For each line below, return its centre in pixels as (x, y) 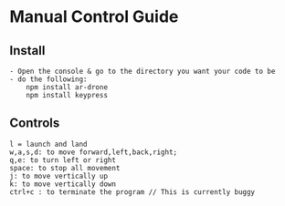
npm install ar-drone (67, 88)
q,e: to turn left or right (63, 160)
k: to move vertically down (63, 184)
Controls (35, 124)
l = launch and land (49, 144)
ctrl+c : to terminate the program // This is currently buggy (132, 192)
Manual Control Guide (94, 17)
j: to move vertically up (58, 176)
